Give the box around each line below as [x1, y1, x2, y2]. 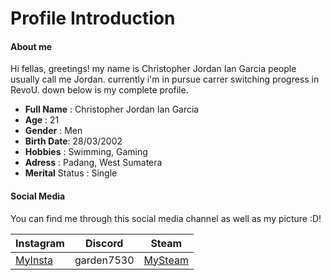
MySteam [143, 253, 189, 267]
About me [10, 40, 53, 52]
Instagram [15, 236, 65, 250]
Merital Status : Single [24, 167, 118, 179]
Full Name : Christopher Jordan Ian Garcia [24, 103, 200, 116]
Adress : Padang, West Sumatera [24, 157, 163, 169]
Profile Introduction [10, 7, 176, 30]
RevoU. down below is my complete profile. [10, 84, 189, 96]
